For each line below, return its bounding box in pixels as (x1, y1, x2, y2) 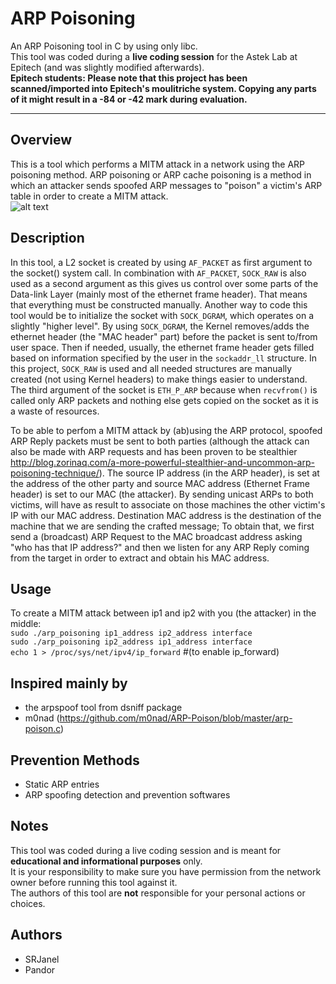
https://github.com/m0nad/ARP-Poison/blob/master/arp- (59, 712, 293, 724)
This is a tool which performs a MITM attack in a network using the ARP (10, 158, 306, 170)
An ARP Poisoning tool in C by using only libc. (10, 40, 198, 52)
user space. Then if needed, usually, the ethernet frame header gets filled (10, 341, 315, 353)
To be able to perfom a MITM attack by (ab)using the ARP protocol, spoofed (10, 424, 323, 436)
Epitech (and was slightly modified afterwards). (10, 61, 205, 73)
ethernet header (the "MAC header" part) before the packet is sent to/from (10, 330, 318, 342)
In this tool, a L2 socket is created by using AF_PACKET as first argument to (10, 256, 313, 268)
